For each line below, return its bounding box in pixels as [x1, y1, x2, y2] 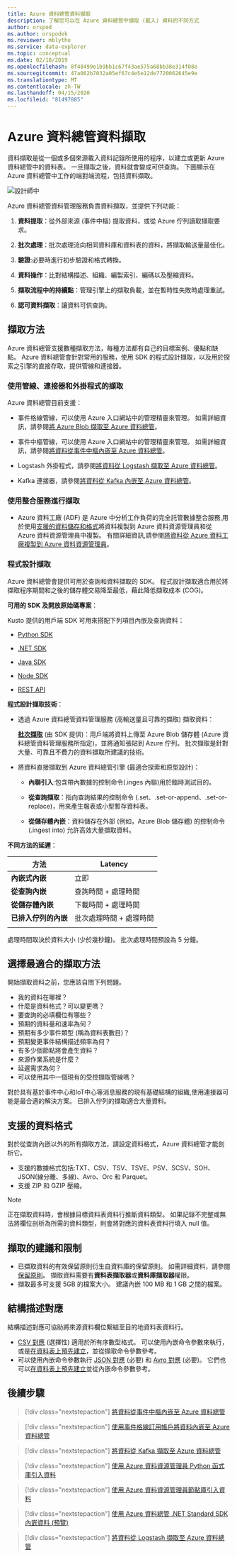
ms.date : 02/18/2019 [7, 57, 69, 64]
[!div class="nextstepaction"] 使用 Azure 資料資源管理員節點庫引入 [24, 1485, 219, 1494]
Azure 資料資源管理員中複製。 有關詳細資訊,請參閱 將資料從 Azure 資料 [17, 531, 223, 540]
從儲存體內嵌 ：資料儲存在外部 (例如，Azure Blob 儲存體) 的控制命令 [28, 816, 225, 825]
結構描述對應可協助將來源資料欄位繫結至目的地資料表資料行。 [7, 1322, 187, 1331]
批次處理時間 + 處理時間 [74, 913, 154, 923]
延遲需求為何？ [17, 1064, 62, 1073]
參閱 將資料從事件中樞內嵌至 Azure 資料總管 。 [36, 446, 169, 455]
